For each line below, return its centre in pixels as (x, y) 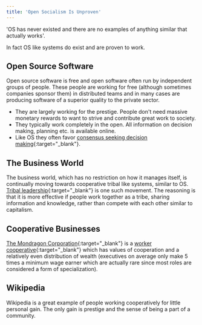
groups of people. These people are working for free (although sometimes (99, 87)
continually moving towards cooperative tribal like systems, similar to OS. (97, 184)
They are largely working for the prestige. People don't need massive (101, 112)
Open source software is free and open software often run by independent (99, 81)
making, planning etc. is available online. (65, 131)
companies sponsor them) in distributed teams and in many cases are (93, 94)
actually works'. (26, 35)
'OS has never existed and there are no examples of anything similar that (97, 29)
